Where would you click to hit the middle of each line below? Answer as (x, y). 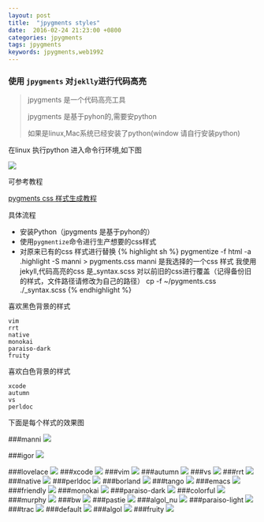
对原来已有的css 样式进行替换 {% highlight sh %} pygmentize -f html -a (136, 252)
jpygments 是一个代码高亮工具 (76, 100)
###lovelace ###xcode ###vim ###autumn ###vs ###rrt (126, 472)
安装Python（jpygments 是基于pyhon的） (87, 232)
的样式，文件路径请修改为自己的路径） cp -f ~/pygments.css (118, 282)
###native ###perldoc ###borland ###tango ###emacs (119, 481)
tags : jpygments (35, 45)
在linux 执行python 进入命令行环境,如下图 (75, 150)
